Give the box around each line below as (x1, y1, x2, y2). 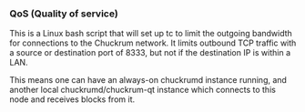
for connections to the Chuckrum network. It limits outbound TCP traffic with (9, 37, 297, 48)
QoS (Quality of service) (9, 7, 118, 20)
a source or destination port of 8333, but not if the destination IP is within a (9, 47, 291, 58)
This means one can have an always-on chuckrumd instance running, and (9, 75, 287, 86)
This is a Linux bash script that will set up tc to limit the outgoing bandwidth (9, 28, 293, 39)
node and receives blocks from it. (9, 94, 136, 105)
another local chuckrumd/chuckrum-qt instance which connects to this (9, 85, 276, 96)
